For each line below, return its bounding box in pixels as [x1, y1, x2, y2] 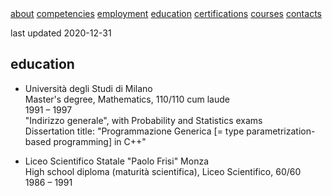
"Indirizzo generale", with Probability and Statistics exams [24, 114, 263, 126]
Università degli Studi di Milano [24, 82, 153, 94]
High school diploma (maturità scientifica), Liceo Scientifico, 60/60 [24, 165, 302, 177]
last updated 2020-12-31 [10, 27, 112, 39]
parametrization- [246, 125, 316, 137]
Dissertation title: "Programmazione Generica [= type [24, 125, 245, 137]
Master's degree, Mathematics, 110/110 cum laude [24, 93, 230, 105]
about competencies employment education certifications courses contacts [10, 8, 322, 19]
